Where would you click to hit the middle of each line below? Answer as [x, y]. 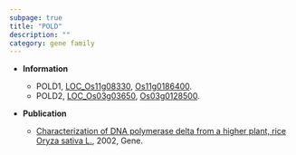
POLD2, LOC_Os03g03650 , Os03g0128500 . [118, 96]
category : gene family [52, 43]
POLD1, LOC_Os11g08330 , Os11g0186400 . [114, 86]
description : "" [40, 34]
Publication [44, 113]
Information [45, 69]
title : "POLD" [36, 26]
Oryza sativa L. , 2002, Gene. [89, 140]
